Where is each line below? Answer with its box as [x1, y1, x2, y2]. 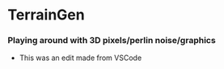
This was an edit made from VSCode [19, 53, 142, 63]
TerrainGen [7, 6, 86, 24]
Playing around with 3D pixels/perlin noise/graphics [7, 35, 216, 46]
